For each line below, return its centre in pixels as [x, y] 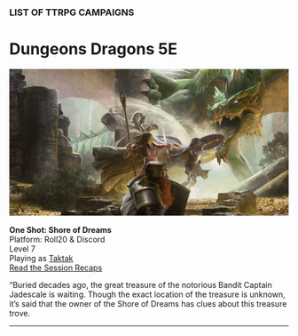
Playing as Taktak [41, 258]
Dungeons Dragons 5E [93, 49]
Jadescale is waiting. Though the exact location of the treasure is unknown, [147, 294]
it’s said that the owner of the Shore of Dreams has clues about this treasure [148, 303]
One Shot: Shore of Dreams [61, 229]
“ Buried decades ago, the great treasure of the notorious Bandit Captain [141, 284]
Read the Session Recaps [56, 268]
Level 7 [22, 248]
